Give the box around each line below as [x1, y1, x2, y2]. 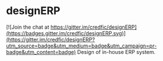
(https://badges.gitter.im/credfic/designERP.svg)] [6, 29, 126, 36]
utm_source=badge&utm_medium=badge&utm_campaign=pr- [6, 42, 157, 49]
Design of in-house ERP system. [77, 48, 156, 55]
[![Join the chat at [6, 23, 50, 30]
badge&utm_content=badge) [6, 48, 76, 55]
